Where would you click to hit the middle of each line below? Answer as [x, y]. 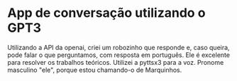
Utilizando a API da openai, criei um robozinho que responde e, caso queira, [118, 47]
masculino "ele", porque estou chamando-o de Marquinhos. [95, 70]
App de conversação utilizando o [106, 13]
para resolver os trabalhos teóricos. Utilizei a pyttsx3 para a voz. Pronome [116, 62]
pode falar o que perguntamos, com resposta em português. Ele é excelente [119, 55]
